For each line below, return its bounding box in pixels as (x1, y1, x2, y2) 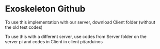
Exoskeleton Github (5, 3, 86, 14)
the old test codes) (5, 24, 43, 30)
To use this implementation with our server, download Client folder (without (5, 19, 156, 25)
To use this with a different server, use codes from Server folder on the (5, 34, 147, 39)
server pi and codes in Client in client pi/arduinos (5, 38, 103, 44)
